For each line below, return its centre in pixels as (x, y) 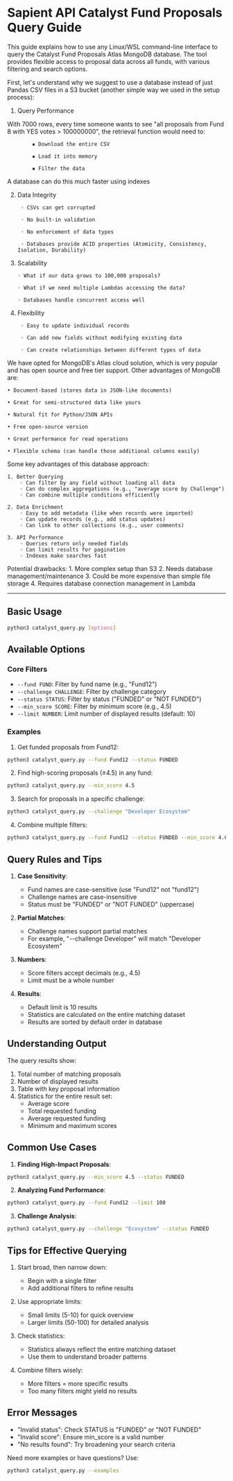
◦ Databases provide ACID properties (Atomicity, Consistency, (114, 244)
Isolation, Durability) (52, 250)
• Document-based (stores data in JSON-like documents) (89, 390)
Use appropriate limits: (50, 1301)
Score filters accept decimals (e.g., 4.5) (84, 973)
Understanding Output (57, 1044)
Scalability (32, 263)
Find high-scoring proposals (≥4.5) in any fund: (85, 773)
